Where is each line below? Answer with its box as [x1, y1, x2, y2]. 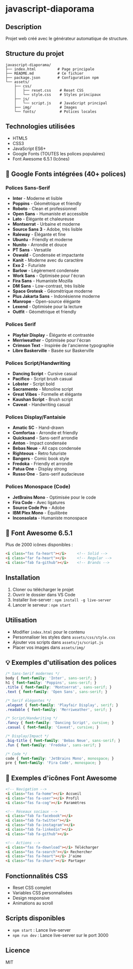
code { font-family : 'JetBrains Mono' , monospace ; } [5, 756, 114, 761]
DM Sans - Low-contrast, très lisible [12, 283, 85, 289]
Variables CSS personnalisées [12, 890, 73, 896]
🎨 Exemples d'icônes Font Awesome [5, 774, 117, 782]
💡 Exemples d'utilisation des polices [5, 658, 117, 667]
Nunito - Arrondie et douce [12, 242, 67, 248]
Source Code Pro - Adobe [12, 505, 65, 510]
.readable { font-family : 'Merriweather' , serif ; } [5, 707, 112, 712]
